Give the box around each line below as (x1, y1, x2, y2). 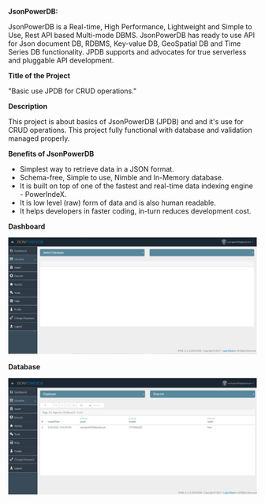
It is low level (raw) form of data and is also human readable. (19, 198, 217, 207)
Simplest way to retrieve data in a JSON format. (19, 165, 175, 173)
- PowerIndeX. (19, 190, 67, 199)
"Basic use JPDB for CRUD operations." (8, 86, 136, 96)
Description (8, 102, 48, 111)
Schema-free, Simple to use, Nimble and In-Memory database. (19, 173, 224, 182)
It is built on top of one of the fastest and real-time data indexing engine (19, 181, 254, 191)
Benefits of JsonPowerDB (8, 149, 95, 158)
